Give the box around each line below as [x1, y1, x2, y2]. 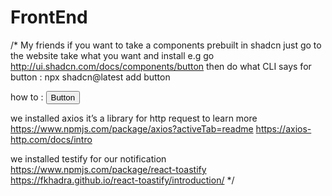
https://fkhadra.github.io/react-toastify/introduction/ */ [10, 174, 235, 186]
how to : [10, 91, 44, 103]
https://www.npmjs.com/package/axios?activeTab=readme [10, 122, 254, 135]
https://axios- [255, 122, 312, 135]
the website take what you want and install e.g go [10, 49, 215, 61]
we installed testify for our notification [10, 152, 167, 165]
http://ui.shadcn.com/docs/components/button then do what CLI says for [10, 60, 312, 72]
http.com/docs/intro [10, 133, 93, 145]
